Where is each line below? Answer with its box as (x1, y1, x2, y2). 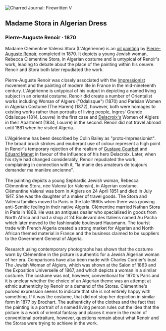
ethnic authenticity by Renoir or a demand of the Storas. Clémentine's (5, 283, 148, 289)
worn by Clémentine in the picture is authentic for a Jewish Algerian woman (5, 251, 160, 257)
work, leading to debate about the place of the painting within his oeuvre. (5, 61, 155, 67)
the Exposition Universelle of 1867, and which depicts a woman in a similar (5, 267, 157, 273)
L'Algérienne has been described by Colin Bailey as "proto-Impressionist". (5, 135, 156, 141)
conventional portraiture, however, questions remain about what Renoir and (5, 315, 159, 321)
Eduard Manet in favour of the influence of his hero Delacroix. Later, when (5, 151, 156, 157)
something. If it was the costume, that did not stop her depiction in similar (5, 293, 155, 300)
